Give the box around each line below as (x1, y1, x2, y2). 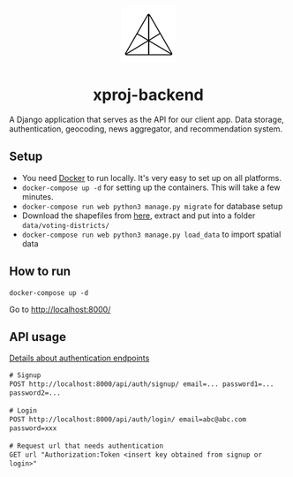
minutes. (21, 191, 55, 201)
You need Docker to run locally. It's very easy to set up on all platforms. (21, 172, 282, 183)
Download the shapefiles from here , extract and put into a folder (21, 210, 256, 221)
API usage (9, 329, 66, 344)
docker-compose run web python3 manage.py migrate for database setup (21, 201, 283, 211)
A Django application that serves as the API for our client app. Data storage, (9, 114, 284, 125)
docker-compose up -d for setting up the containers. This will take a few (21, 182, 281, 193)
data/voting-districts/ (21, 221, 110, 230)
